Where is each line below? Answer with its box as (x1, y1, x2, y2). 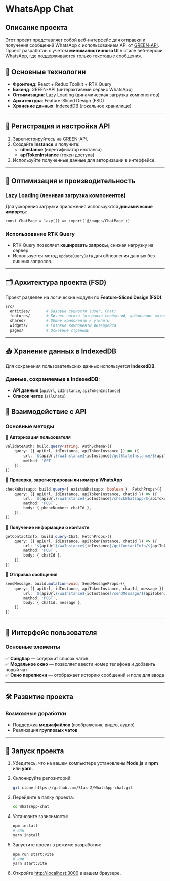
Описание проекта (5, 23, 68, 32)
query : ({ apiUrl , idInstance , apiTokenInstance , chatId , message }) (14, 586, 164, 591)
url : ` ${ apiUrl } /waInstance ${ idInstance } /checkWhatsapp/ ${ (23, 496, 151, 501)
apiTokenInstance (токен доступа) (20, 152, 95, 158)
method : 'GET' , (23, 458, 56, 464)
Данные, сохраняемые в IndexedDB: (5, 376, 100, 383)
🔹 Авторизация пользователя (5, 434, 71, 440)
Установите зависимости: (12, 813, 68, 820)
